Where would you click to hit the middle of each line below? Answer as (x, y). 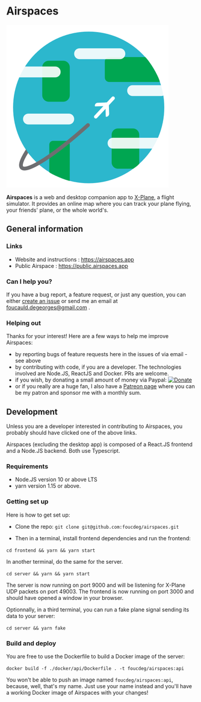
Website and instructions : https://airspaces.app (74, 259)
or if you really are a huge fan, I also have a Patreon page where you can (105, 386)
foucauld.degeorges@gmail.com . (48, 307)
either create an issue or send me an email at (62, 301)
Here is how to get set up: (38, 515)
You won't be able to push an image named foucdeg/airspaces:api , (90, 680)
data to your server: (31, 616)
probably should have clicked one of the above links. (72, 433)
